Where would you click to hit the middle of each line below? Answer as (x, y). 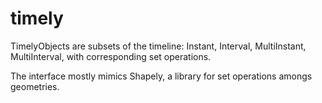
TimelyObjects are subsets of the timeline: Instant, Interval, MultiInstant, (158, 46)
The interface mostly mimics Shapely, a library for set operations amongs (161, 76)
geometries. (35, 86)
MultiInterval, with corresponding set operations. (111, 56)
